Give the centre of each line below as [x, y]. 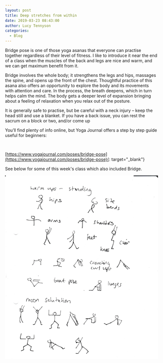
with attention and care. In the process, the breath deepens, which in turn [78, 91]
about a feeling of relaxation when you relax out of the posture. [68, 101]
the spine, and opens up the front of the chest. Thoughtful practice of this [79, 80]
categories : [17, 31]
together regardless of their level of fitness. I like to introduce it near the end [81, 55]
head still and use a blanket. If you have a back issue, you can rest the [75, 116]
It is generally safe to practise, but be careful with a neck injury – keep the [79, 110]
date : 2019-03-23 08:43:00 [32, 20]
